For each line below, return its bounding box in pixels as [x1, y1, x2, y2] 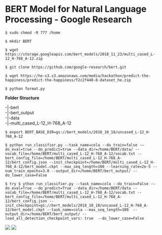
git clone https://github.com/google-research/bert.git [9, 65, 127, 69]
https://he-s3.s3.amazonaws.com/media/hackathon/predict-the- [20, 73, 151, 78]
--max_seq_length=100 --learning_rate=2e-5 [60, 164, 151, 169]
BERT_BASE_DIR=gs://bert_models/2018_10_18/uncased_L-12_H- [25, 130, 151, 134]
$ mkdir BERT [5, 38, 32, 44]
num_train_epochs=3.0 [5, 168, 50, 173]
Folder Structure [5, 95, 39, 101]
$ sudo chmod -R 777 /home [5, 30, 61, 35]
